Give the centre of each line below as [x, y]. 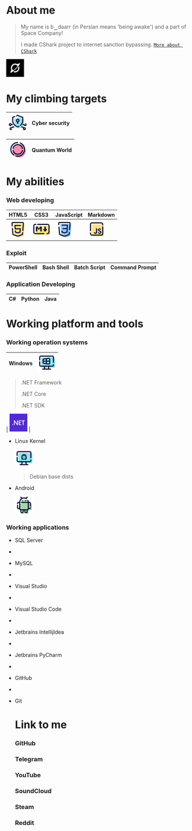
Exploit [16, 253]
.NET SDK [33, 405]
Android [24, 488]
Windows [20, 363]
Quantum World [52, 150]
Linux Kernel [30, 441]
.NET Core [33, 394]
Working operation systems [47, 342]
